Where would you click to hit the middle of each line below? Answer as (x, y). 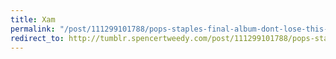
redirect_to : (37, 38)
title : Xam (33, 19)
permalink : (33, 29)
